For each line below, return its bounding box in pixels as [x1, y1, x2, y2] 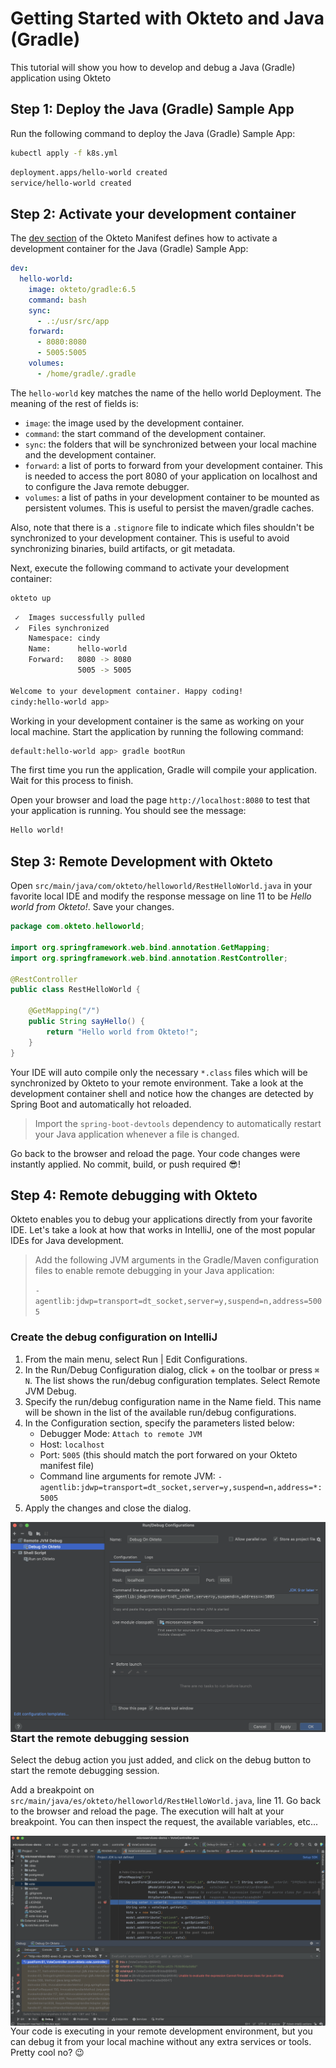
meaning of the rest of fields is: [10, 397, 139, 409]
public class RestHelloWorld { [10, 985, 141, 995]
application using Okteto [10, 72, 112, 84]
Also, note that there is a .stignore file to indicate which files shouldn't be [10, 521, 315, 533]
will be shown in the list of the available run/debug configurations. [24, 1406, 297, 1418]
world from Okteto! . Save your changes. [10, 901, 175, 913]
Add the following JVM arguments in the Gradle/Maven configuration [34, 1254, 320, 1266]
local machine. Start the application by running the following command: [10, 725, 304, 737]
